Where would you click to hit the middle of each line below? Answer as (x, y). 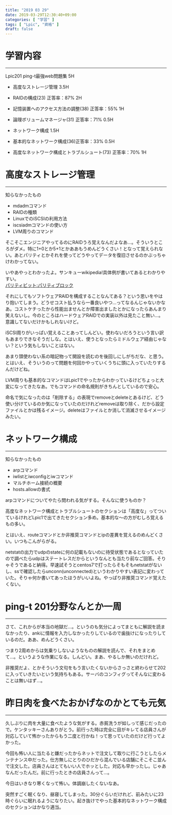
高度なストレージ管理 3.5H (41, 87)
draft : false (19, 29)
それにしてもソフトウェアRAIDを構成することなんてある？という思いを (80, 296)
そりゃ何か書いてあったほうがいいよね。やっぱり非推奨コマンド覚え (90, 578)
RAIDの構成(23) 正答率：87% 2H (47, 98)
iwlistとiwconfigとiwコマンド (43, 476)
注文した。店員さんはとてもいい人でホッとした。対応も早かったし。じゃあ (88, 766)
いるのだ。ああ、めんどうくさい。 (41, 639)
